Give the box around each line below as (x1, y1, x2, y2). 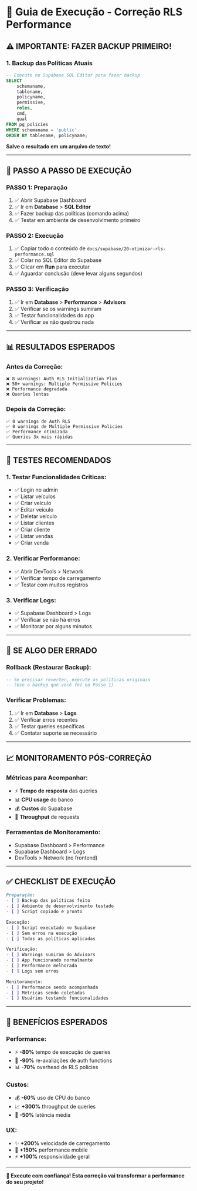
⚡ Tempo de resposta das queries (14, 787, 98, 794)
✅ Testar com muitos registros (14, 581, 89, 588)
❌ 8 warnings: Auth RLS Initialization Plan (6, 376, 117, 382)
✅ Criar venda (14, 539, 49, 546)
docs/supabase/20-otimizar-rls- (87, 246, 166, 252)
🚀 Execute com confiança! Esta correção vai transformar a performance (6, 1172, 185, 1179)
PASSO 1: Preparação (6, 183, 68, 191)
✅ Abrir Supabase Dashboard (14, 197, 86, 204)
